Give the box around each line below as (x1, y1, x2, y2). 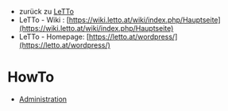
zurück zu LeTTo (18, 7, 75, 16)
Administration (18, 94, 68, 104)
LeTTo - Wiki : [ (18, 15, 69, 25)
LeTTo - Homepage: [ (18, 32, 90, 41)
